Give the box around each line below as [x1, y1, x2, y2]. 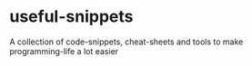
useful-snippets [9, 6, 134, 27]
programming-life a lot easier [9, 45, 119, 56]
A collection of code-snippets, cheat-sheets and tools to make [9, 36, 244, 47]
